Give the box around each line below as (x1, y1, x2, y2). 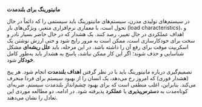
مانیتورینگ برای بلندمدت (7, 6, 60, 13)
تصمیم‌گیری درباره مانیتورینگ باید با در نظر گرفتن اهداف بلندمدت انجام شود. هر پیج (7, 68, 192, 75)
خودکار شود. (7, 57, 35, 63)
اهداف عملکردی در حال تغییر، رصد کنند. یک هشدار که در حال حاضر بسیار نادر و (7, 30, 184, 38)
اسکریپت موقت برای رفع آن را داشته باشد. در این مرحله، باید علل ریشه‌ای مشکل (7, 43, 189, 50)
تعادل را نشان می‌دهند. (7, 94, 58, 101)
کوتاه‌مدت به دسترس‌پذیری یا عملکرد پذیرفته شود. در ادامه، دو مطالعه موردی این (7, 88, 188, 94)
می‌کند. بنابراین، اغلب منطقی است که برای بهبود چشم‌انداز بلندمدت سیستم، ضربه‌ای (7, 81, 197, 88)
